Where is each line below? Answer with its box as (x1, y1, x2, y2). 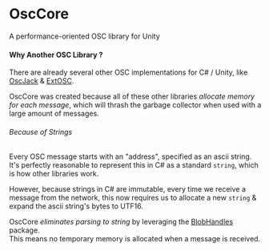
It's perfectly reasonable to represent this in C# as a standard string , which (9, 160, 259, 170)
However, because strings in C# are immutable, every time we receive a (9, 184, 247, 194)
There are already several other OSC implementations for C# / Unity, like (9, 67, 248, 77)
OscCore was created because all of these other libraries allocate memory (9, 91, 255, 101)
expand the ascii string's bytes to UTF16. (9, 201, 143, 211)
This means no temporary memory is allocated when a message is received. (9, 234, 261, 244)
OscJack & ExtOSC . (9, 76, 74, 86)
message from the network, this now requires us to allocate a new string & (9, 193, 257, 203)
